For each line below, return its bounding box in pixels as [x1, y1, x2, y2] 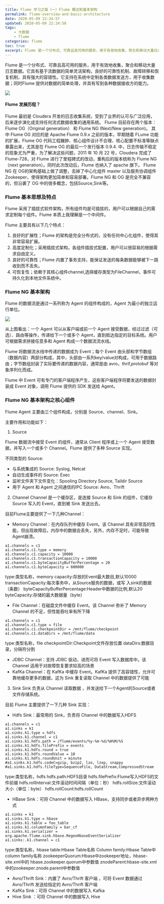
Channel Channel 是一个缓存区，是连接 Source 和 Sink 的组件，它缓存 [12, 494, 153, 500]
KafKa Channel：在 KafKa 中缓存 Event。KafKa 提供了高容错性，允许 [12, 668, 151, 674]
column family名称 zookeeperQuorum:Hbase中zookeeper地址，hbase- [5, 853, 148, 859]
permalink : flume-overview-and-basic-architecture [5, 12, 110, 17]
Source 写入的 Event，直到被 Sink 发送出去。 [12, 500, 103, 506]
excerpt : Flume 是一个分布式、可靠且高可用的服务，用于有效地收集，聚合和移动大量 [5, 48, 154, 53]
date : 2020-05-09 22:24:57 [5, 16, 60, 21]
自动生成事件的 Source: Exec [12, 472, 70, 478]
